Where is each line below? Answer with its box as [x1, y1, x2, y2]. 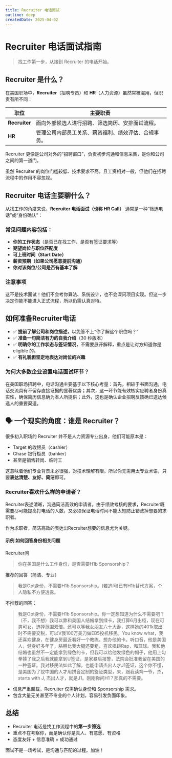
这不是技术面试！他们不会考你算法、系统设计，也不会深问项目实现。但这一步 [5, 291, 167, 297]
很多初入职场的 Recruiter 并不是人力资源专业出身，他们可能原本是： [5, 433, 148, 440]
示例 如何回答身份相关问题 [5, 537, 60, 544]
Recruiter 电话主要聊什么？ [5, 191, 91, 200]
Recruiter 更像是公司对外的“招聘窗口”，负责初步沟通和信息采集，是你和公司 [5, 151, 165, 157]
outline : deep [5, 12, 36, 17]
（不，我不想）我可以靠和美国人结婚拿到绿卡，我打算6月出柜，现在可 [17, 617, 165, 623]
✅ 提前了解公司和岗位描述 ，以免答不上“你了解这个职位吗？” [12, 329, 139, 335]
